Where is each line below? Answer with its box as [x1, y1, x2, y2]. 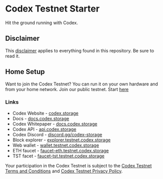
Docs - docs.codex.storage [12, 115, 69, 121]
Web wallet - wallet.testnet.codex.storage [12, 142, 99, 148]
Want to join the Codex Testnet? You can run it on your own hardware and [5, 81, 158, 87]
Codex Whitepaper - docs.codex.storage [12, 121, 98, 127]
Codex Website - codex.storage [12, 110, 79, 116]
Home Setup [5, 67, 45, 76]
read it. [5, 53, 20, 59]
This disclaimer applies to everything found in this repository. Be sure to [5, 47, 154, 53]
